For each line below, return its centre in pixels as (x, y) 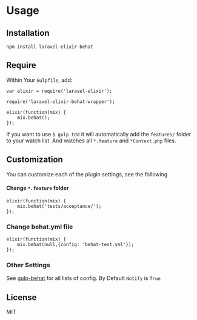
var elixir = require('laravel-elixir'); (59, 91)
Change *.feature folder (38, 188)
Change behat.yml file (40, 227)
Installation (28, 33)
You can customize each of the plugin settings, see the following (87, 174)
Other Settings (28, 265)
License (22, 297)
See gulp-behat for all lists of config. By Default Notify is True (83, 278)
